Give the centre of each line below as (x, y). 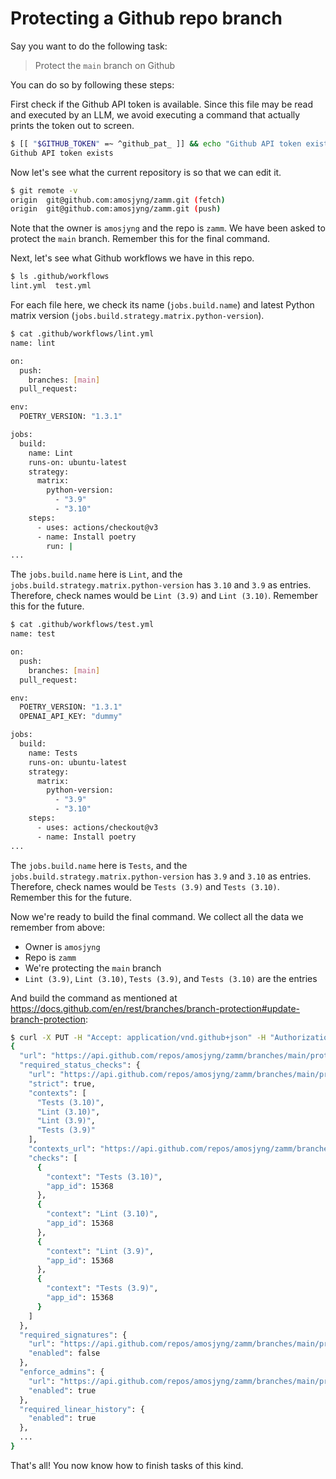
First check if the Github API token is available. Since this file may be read (162, 104)
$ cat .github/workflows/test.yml (82, 625)
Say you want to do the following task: (89, 46)
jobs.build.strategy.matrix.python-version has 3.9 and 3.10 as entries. (161, 876)
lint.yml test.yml (51, 286)
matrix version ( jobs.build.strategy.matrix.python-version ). (137, 316)
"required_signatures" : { (73, 1335)
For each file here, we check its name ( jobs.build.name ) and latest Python (162, 305)
